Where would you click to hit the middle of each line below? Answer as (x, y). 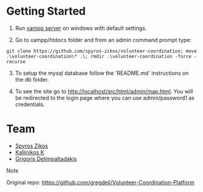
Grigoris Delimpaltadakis (46, 158)
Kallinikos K (29, 152)
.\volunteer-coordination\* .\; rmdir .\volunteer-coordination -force (99, 56)
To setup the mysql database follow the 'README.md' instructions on (102, 73)
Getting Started (46, 11)
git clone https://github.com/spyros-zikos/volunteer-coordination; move (102, 51)
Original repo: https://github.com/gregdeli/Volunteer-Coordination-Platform (100, 182)
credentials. (30, 104)
